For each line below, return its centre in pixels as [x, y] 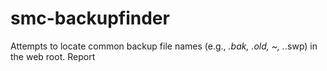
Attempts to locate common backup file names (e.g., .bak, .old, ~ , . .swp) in [164, 46]
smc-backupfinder [90, 18]
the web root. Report [53, 56]
